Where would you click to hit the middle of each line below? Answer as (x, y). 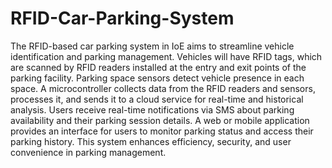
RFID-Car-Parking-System (122, 18)
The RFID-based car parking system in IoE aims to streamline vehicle (152, 46)
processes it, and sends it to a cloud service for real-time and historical (157, 99)
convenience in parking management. (88, 152)
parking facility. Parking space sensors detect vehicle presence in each (157, 78)
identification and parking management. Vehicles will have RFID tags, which (166, 56)
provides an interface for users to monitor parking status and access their (162, 131)
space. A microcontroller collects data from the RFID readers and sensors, (163, 88)
